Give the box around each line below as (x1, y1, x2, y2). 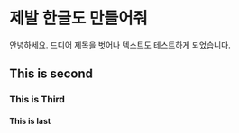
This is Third (9, 93, 66, 106)
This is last (9, 115, 51, 126)
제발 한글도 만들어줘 (9, 8, 149, 29)
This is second (9, 66, 93, 82)
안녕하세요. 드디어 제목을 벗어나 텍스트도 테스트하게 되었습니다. (9, 40, 232, 50)
